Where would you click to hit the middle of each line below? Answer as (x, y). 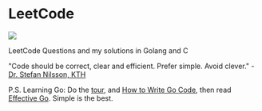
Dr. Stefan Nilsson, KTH (47, 74)
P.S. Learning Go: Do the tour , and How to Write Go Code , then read (120, 90)
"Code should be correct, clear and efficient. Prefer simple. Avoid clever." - (131, 66)
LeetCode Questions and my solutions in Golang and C (98, 50)
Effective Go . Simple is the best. (61, 98)
